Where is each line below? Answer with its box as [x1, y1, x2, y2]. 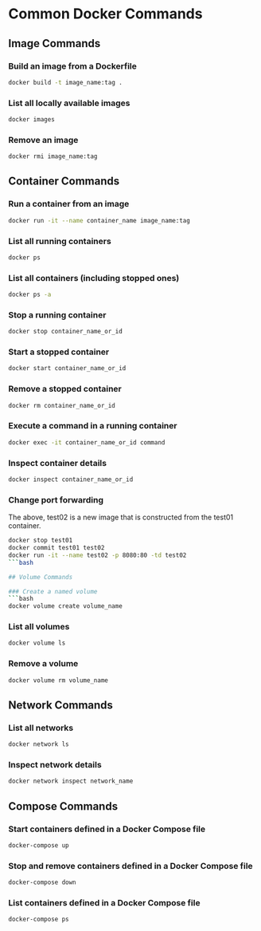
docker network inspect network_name [8, 777, 134, 786]
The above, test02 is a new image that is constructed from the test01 [8, 512, 233, 523]
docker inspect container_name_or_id [8, 475, 134, 483]
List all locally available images [8, 97, 130, 108]
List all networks [8, 722, 74, 733]
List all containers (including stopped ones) [8, 272, 180, 283]
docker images [8, 116, 56, 124]
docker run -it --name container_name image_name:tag [8, 216, 191, 224]
